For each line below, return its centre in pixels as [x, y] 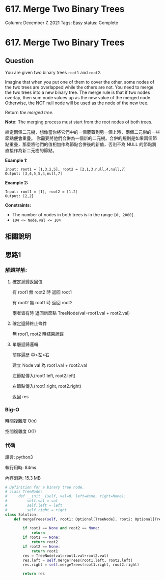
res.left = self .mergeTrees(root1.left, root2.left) [78, 560]
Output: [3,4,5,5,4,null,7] [34, 174]
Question [19, 61]
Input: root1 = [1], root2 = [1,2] [41, 192]
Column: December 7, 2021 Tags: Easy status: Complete [62, 23]
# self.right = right [36, 510]
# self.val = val [31, 501]
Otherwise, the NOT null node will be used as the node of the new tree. [77, 103]
